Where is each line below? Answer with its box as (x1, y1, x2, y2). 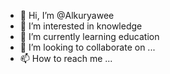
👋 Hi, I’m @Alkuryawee (19, 10, 115, 21)
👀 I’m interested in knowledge (19, 20, 143, 32)
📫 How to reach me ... (19, 53, 113, 64)
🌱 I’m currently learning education (19, 31, 160, 42)
